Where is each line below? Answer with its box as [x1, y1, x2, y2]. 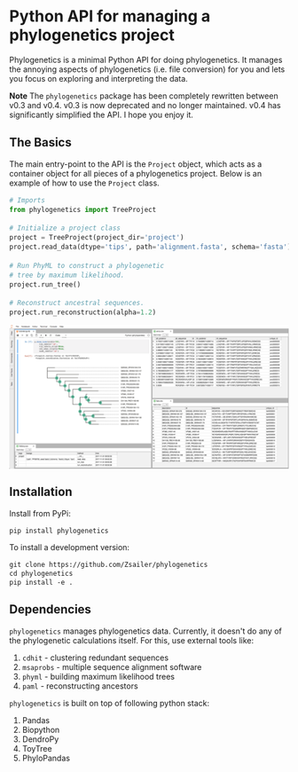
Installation [9, 484, 73, 500]
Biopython [21, 724, 60, 735]
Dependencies [9, 602, 91, 618]
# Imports [9, 195, 46, 205]
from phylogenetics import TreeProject [9, 205, 157, 214]
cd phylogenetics [9, 569, 74, 578]
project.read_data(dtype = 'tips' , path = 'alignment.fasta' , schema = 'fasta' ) [9, 242, 292, 252]
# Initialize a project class [9, 224, 122, 232]
